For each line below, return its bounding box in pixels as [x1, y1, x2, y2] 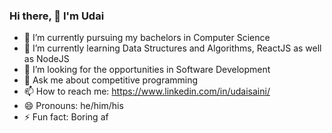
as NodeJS [23, 53, 70, 65]
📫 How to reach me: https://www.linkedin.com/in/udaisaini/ [23, 85, 271, 98]
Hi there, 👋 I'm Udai [9, 9, 105, 23]
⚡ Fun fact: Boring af [23, 111, 109, 123]
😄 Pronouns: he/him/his [23, 100, 124, 112]
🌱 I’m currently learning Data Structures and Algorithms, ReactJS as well [23, 42, 322, 54]
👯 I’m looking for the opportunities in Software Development [23, 64, 271, 76]
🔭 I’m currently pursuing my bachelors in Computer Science [23, 32, 271, 44]
